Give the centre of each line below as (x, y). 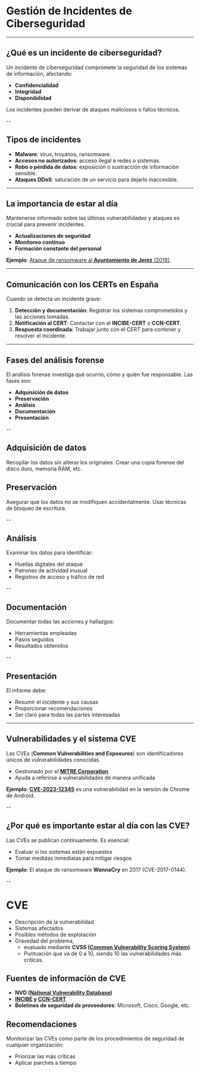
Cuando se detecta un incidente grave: (54, 299)
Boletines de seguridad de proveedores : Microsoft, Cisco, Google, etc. (102, 1005)
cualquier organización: (35, 1045)
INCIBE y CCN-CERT (40, 999)
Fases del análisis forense (55, 360)
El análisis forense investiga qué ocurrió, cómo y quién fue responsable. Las (100, 374)
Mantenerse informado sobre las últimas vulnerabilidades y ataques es (93, 218)
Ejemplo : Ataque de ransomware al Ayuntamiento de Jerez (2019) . (89, 260)
